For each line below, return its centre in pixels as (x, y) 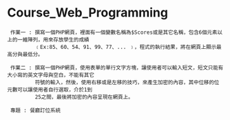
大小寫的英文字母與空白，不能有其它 (51, 75)
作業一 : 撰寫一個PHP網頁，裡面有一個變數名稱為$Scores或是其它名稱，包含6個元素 (114, 32)
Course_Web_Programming (88, 13)
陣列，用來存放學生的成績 (58, 39)
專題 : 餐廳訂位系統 (35, 110)
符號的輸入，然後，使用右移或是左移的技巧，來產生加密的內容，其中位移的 (125, 82)
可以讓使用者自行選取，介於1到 (55, 90)
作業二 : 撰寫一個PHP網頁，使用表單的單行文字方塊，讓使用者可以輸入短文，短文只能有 (117, 68)
